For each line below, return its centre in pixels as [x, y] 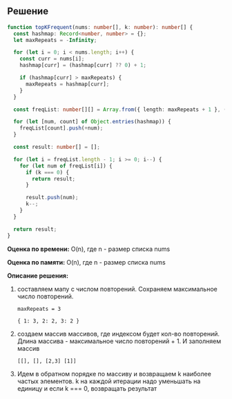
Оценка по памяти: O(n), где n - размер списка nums [86, 262]
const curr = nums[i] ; [52, 59]
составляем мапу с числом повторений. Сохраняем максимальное [117, 289]
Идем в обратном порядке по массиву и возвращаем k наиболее [114, 374]
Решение [28, 11]
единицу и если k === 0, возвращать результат [87, 388]
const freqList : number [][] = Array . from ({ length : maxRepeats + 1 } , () [122, 110]
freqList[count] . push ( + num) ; [61, 128]
